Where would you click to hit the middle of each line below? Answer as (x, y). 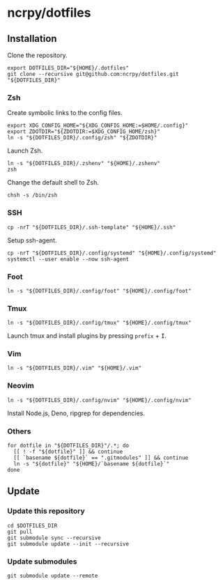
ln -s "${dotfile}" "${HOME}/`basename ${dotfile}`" (92, 464)
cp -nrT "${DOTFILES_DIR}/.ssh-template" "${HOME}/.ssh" (92, 227)
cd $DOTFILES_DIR (32, 525)
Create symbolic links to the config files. (65, 113)
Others (19, 431)
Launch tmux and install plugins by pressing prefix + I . (87, 336)
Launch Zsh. (25, 151)
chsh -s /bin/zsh (32, 195)
